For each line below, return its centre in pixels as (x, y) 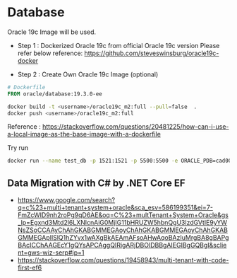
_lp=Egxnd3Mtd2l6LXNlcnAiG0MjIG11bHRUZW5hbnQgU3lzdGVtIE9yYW (122, 223)
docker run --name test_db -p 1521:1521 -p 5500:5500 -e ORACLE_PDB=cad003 (121, 161)
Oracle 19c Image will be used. (52, 32)
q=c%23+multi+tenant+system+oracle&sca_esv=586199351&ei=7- (115, 208)
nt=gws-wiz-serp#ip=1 (51, 253)
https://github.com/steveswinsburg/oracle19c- (152, 53)
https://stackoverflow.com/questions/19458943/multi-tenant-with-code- (123, 260)
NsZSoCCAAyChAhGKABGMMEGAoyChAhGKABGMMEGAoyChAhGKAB (122, 230)
